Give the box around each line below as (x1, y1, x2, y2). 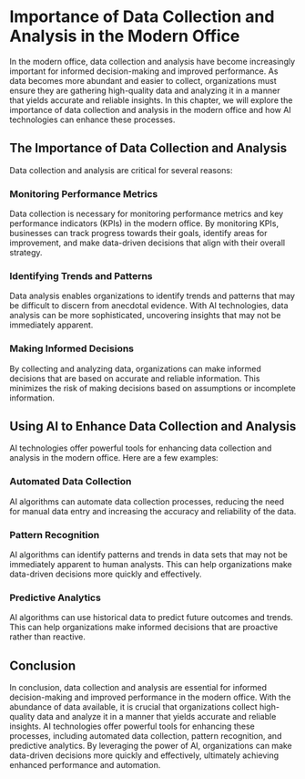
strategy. (9, 247, 43, 258)
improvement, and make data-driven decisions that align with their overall (9, 237, 285, 248)
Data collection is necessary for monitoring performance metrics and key (9, 208, 284, 220)
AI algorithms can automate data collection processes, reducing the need (9, 495, 285, 507)
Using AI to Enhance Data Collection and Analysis (9, 419, 297, 434)
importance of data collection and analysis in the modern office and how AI (9, 104, 291, 115)
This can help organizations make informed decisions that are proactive (9, 622, 279, 633)
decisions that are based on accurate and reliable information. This (9, 372, 260, 384)
